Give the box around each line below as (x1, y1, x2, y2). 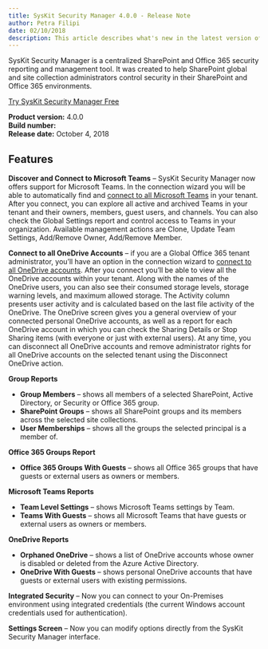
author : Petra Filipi (8, 19, 81, 27)
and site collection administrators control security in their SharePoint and (8, 73, 248, 82)
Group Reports (8, 374, 58, 384)
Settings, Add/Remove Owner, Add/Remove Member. (8, 233, 183, 243)
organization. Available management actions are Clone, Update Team (8, 224, 235, 234)
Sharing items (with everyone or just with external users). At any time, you (8, 333, 251, 343)
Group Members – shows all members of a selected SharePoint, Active (19, 390, 254, 399)
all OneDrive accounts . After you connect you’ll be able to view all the (8, 265, 237, 275)
